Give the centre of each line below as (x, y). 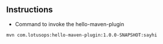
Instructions (29, 10)
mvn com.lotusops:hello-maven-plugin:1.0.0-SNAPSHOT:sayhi (82, 35)
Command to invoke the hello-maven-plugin (69, 24)
